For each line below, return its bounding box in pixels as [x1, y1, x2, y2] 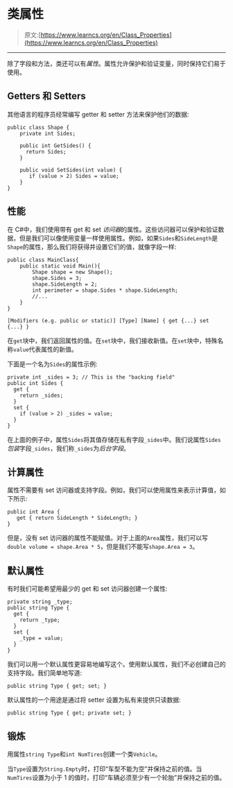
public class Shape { [7, 124, 70, 131]
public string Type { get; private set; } [7, 709, 132, 716]
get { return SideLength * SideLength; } [16, 515, 138, 522]
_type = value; [19, 635, 64, 642]
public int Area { [7, 509, 60, 516]
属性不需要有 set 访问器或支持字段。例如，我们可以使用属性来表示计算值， [7, 486, 221, 494]
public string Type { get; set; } [7, 682, 107, 690]
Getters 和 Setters [7, 90, 87, 102]
